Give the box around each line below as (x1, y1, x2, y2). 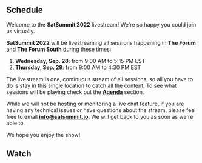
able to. (6, 119, 25, 127)
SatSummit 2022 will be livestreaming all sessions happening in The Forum (6, 39, 196, 46)
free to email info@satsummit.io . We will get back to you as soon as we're (6, 113, 194, 120)
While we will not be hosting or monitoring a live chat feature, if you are (6, 100, 184, 107)
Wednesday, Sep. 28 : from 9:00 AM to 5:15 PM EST (15, 57, 146, 64)
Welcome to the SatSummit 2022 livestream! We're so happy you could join (6, 21, 197, 28)
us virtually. (6, 27, 35, 35)
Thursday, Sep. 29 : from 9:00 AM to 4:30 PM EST (15, 64, 141, 71)
